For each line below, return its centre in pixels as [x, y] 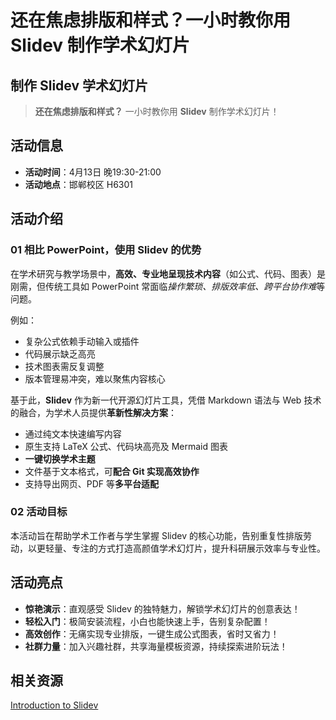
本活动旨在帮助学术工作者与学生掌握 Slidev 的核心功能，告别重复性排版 [156, 535]
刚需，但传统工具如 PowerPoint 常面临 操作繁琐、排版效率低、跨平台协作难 [163, 286]
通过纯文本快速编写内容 [73, 433]
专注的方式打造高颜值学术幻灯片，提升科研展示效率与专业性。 [198, 548]
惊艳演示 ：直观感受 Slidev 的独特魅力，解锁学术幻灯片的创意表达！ [162, 608]
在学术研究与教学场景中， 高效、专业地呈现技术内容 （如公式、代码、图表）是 [168, 273]
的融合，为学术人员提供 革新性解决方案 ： [93, 412]
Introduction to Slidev [54, 705]
